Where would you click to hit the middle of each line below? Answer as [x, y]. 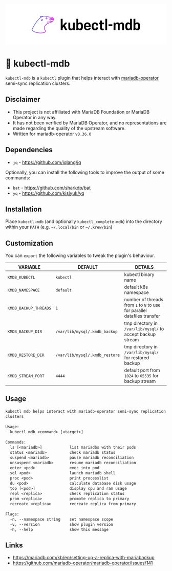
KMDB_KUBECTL [21, 278]
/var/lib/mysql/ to [144, 328]
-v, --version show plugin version [62, 524]
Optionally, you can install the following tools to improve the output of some [85, 172]
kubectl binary [139, 274]
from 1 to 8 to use [143, 305]
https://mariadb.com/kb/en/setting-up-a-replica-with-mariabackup [83, 558]
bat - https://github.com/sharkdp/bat [52, 188]
